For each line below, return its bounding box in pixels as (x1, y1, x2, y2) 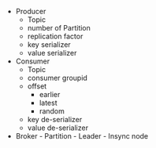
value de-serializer (27, 123, 89, 132)
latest (39, 98, 58, 107)
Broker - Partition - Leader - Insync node (15, 132, 149, 140)
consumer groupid (27, 74, 88, 82)
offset (27, 81, 47, 91)
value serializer (27, 49, 77, 57)
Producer (15, 7, 46, 16)
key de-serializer (27, 115, 83, 124)
